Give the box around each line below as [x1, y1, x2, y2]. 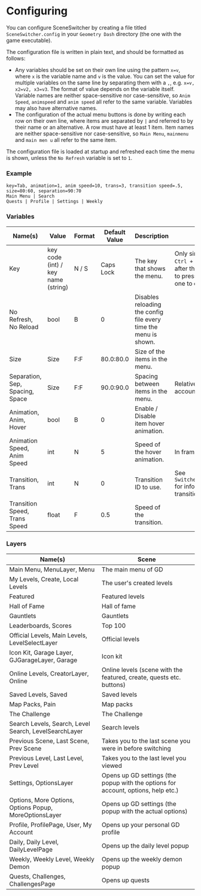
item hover [134, 419, 165, 428]
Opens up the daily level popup [101, 841, 190, 850]
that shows [134, 264, 166, 273]
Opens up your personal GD [101, 821, 180, 829]
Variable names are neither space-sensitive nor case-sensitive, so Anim [14, 92, 190, 99]
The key [134, 256, 157, 265]
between [134, 379, 160, 388]
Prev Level [9, 761, 39, 770]
